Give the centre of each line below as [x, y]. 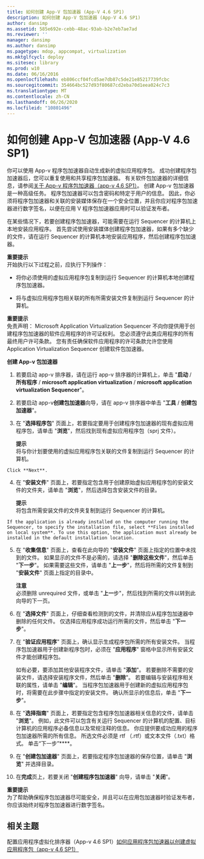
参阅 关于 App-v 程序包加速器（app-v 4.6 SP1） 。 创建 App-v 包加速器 [108, 186]
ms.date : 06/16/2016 [33, 74]
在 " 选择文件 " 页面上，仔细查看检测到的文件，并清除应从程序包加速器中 [104, 614]
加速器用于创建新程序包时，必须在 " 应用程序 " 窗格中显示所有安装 [107, 650]
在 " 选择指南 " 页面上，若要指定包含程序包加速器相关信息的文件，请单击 [104, 713]
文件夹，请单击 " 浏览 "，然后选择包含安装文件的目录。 [93, 490]
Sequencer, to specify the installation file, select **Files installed [100, 528]
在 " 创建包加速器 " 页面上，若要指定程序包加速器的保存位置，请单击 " [101, 756]
